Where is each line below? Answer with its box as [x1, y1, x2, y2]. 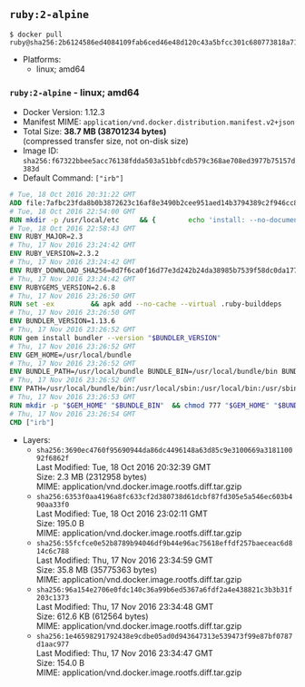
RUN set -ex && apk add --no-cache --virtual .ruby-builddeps [9, 299, 282, 309]
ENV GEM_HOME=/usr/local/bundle [9, 350, 132, 359]
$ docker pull [9, 30, 64, 39]
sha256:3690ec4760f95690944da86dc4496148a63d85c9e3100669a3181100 [35, 446, 293, 455]
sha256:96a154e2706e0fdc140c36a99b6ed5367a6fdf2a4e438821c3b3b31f [35, 585, 293, 594]
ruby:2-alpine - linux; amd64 [9, 86, 140, 99]
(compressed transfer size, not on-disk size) [22, 136, 189, 147]
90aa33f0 [35, 500, 70, 509]
